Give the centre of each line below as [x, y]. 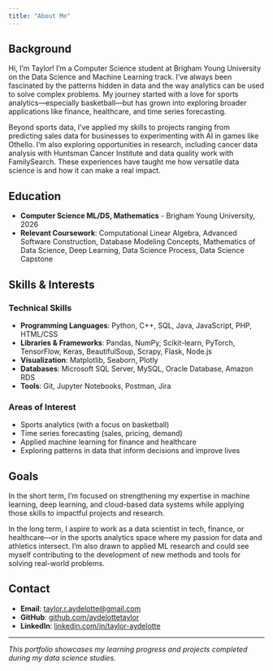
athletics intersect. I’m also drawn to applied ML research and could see [129, 547]
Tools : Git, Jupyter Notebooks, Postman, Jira [95, 386]
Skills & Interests [52, 284]
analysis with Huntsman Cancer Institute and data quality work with [121, 153]
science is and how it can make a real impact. [84, 171]
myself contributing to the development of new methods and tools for [125, 555]
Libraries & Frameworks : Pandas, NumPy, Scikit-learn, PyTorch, [128, 342]
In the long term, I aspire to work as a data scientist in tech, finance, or [126, 529]
